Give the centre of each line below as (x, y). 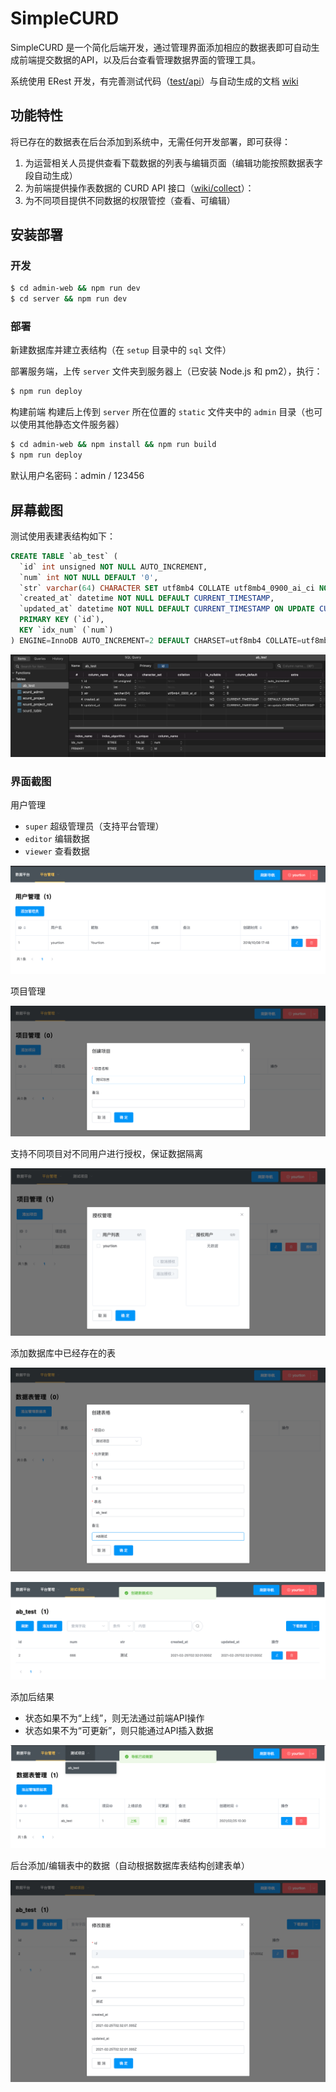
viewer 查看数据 (57, 851)
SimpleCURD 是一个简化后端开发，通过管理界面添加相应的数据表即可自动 (161, 47)
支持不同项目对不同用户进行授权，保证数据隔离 (106, 1153)
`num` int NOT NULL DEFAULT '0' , (89, 577)
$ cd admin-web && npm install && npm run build (113, 445)
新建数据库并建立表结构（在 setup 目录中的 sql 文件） (121, 350)
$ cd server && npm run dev (69, 299)
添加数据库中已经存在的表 (63, 1353)
